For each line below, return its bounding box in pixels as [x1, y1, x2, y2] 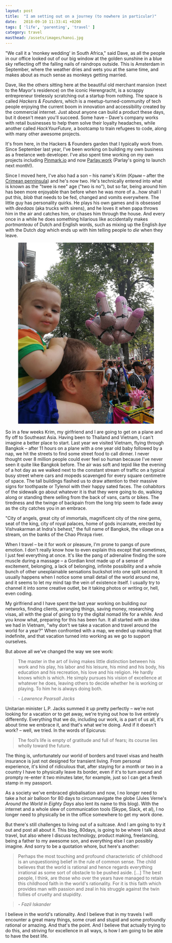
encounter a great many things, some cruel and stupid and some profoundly [5, 917, 166, 923]
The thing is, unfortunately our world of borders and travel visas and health [5, 753, 164, 759]
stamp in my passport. [5, 780, 53, 786]
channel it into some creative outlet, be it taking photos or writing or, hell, [5, 585, 159, 591]
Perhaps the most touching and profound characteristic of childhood [17, 853, 163, 859]
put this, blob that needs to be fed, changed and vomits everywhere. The [5, 194, 159, 200]
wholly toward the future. [17, 743, 71, 749]
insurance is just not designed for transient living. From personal [5, 758, 141, 764]
